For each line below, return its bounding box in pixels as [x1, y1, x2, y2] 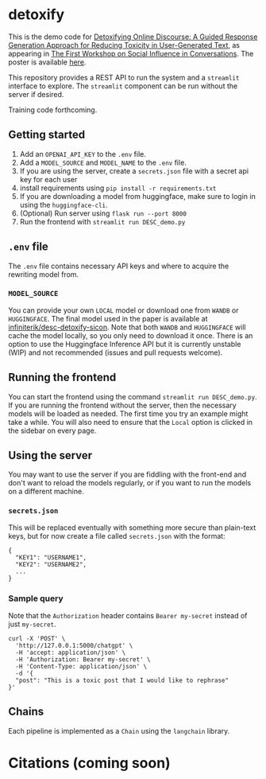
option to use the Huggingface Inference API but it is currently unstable [8, 339, 241, 349]
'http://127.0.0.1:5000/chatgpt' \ [15, 642, 133, 650]
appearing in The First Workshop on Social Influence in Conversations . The [8, 49, 254, 58]
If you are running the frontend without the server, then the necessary [8, 400, 237, 410]
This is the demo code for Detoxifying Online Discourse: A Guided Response [8, 32, 258, 41]
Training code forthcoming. [8, 105, 98, 115]
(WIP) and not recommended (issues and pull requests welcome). [8, 348, 223, 357]
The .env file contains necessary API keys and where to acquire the [8, 261, 229, 271]
